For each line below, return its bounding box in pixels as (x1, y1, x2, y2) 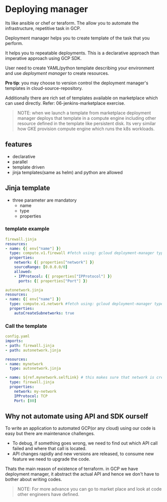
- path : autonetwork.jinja (5, 348, 61, 353)
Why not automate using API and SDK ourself (5, 412, 148, 420)
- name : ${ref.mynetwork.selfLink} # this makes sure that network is (5, 375, 155, 380)
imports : (5, 338, 23, 344)
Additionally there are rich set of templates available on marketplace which (5, 95, 158, 101)
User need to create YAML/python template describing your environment (5, 65, 155, 71)
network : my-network (14, 389, 57, 394)
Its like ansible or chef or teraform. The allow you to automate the (5, 20, 139, 26)
